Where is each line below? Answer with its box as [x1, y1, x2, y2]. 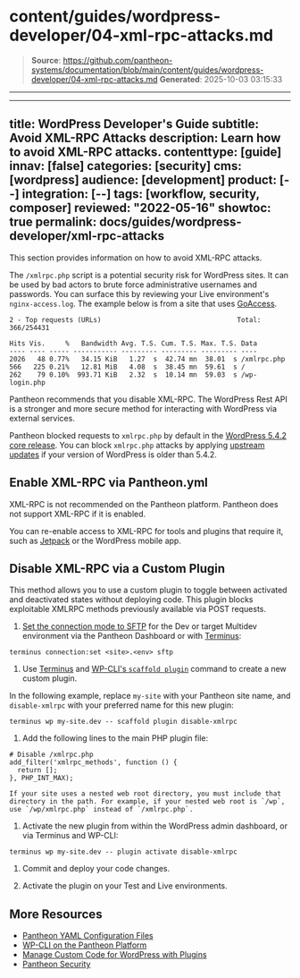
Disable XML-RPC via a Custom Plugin [9, 561, 226, 576]
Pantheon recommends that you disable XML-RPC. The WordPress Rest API [9, 394, 287, 404]
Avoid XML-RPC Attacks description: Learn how [9, 131, 281, 146]
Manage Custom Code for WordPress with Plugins [21, 949, 207, 960]
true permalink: [9, 215, 97, 230]
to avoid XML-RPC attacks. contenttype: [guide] [9, 145, 282, 160]
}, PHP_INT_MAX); [9, 774, 74, 783]
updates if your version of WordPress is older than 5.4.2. [9, 449, 217, 460]
